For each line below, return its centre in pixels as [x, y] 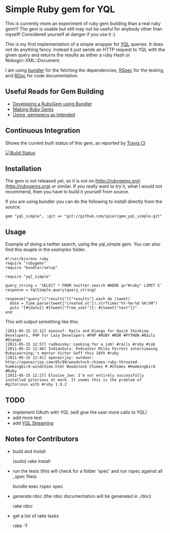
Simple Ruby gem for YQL [60, 9]
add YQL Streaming [33, 423]
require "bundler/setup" [31, 268]
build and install [29, 451]
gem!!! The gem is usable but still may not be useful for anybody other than [84, 28]
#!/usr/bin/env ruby [27, 259]
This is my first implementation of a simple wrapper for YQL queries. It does [84, 44]
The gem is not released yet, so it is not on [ [51, 181]
